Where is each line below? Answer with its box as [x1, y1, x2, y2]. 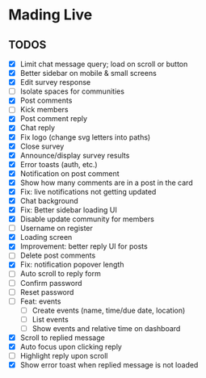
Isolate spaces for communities [19, 86, 125, 96]
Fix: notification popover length [19, 260, 124, 270]
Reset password [19, 287, 74, 296]
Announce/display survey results [19, 150, 130, 160]
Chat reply [19, 123, 55, 132]
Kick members [19, 105, 69, 115]
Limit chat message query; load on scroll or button [19, 59, 188, 69]
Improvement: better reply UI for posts [19, 241, 148, 251]
